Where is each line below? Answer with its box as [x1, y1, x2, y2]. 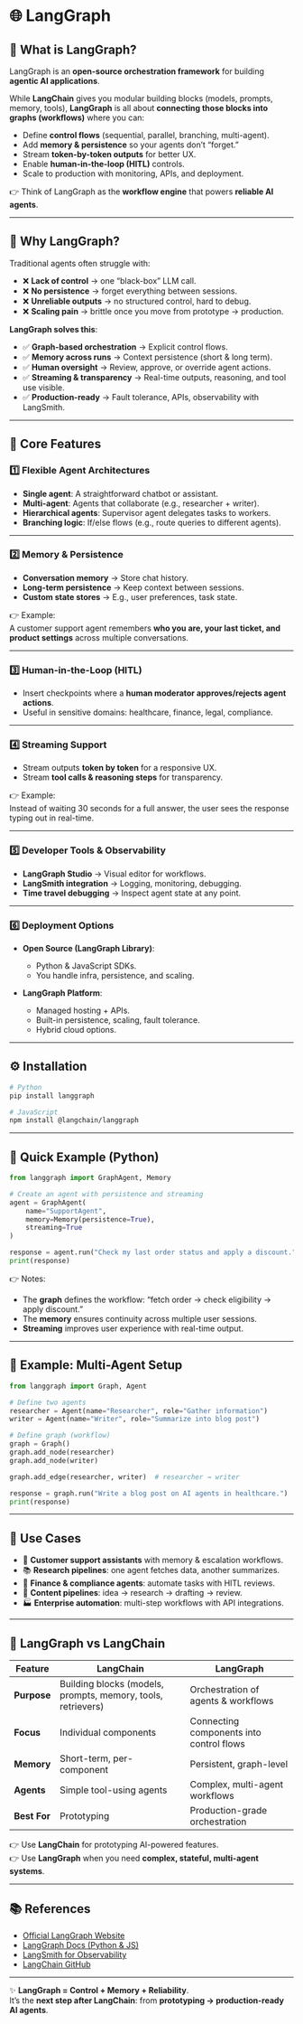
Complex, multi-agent [189, 1778, 284, 1791]
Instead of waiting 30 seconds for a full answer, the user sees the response [9, 803, 290, 814]
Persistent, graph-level [189, 1758, 289, 1771]
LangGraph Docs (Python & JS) [22, 1939, 140, 1950]
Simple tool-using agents [60, 1784, 168, 1796]
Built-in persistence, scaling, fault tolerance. [35, 1014, 200, 1026]
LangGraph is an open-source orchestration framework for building [9, 66, 264, 77]
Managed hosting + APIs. [35, 1005, 131, 1016]
